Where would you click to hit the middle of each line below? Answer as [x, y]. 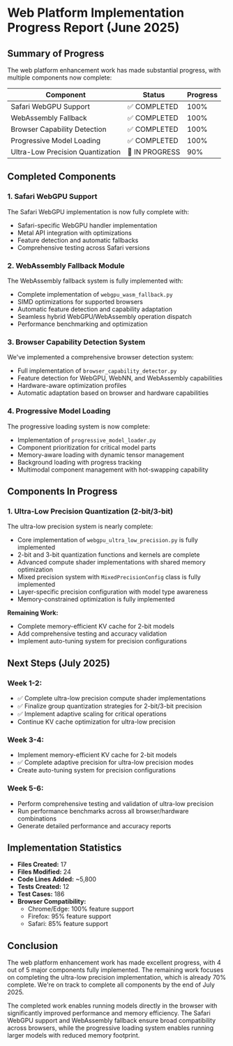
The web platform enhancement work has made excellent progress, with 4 [114, 963]
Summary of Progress [56, 53]
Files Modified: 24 [44, 872]
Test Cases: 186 [41, 894]
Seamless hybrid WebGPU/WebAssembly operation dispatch [104, 316]
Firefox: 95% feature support [69, 916]
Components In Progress [62, 491]
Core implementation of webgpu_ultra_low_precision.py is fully [108, 540]
